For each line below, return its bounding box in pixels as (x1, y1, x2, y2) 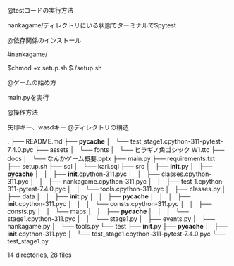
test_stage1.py (7, 237, 49, 245)
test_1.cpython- (180, 177, 226, 185)
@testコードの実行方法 (7, 6, 74, 14)
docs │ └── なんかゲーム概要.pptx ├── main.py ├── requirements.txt (7, 154, 216, 163)
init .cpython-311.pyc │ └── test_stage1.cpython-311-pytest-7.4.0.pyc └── (7, 229, 226, 238)
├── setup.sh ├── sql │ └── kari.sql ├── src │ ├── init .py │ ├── (7, 163, 213, 170)
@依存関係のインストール (7, 36, 82, 44)
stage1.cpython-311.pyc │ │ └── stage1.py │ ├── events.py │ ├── (7, 215, 216, 223)
